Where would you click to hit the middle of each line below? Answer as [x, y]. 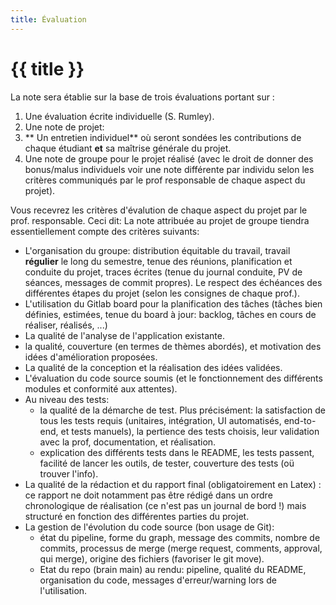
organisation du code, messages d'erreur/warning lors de [158, 580]
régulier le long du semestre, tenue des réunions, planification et [158, 261]
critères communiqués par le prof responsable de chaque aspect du [165, 180]
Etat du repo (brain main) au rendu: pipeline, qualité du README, [173, 569]
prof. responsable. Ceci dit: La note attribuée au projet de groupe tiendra [160, 220]
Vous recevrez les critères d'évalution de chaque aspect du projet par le [159, 210]
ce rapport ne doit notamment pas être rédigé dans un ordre [148, 495]
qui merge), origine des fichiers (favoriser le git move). [152, 558]
